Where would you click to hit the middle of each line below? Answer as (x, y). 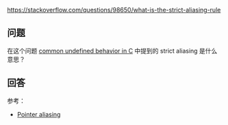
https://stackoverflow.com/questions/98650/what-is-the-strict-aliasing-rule (114, 10)
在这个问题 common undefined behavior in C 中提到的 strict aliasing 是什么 (112, 51)
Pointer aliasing (39, 114)
